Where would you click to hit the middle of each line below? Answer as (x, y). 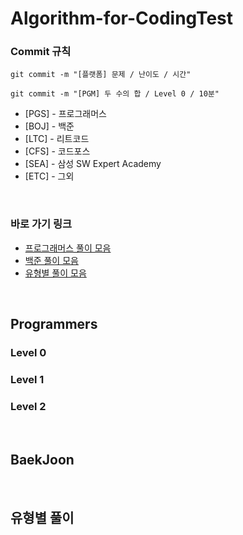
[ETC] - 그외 (49, 176)
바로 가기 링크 (41, 224)
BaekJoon (42, 459)
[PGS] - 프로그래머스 (65, 114)
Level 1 (27, 380)
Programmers (54, 324)
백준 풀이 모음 (51, 260)
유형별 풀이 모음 (55, 273)
